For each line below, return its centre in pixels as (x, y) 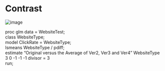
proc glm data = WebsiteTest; (35, 32)
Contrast (24, 9)
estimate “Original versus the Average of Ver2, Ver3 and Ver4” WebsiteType (82, 53)
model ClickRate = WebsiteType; (38, 42)
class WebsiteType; (25, 37)
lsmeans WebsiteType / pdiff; (35, 47)
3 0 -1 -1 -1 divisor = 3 (27, 58)
